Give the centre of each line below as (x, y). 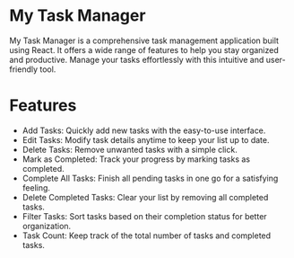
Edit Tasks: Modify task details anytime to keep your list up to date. (146, 139)
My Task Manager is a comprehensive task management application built (144, 40)
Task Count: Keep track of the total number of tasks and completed (147, 236)
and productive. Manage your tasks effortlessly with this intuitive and (137, 59)
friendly (24, 69)
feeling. (36, 187)
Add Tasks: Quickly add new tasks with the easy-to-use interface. (144, 130)
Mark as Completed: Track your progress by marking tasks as (136, 159)
